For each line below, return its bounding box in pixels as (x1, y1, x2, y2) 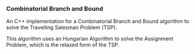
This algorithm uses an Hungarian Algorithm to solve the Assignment (6, 35, 174, 42)
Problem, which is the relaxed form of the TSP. (6, 41, 120, 48)
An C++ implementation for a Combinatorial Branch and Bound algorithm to (6, 18, 190, 25)
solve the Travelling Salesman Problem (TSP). (6, 24, 117, 31)
